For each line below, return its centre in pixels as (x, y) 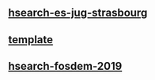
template (31, 40)
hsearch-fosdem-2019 (65, 66)
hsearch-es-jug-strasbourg (78, 13)
